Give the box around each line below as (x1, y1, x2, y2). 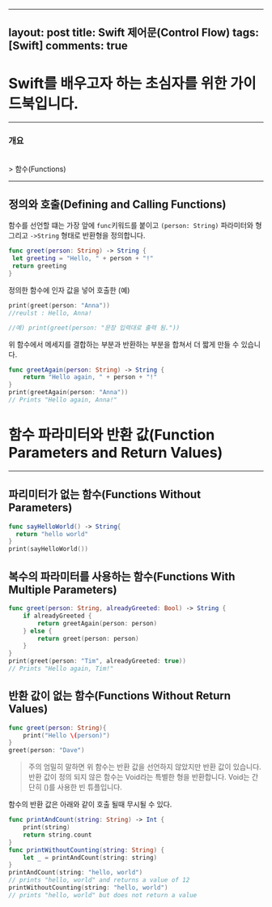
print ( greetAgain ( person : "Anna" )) (8, 389, 129, 397)
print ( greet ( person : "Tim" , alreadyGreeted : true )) (8, 657, 186, 665)
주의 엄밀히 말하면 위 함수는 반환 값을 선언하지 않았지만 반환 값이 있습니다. (28, 762, 261, 772)
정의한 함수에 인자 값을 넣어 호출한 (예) (8, 285, 130, 294)
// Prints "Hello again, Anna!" (8, 396, 117, 404)
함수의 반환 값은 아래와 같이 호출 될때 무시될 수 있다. (8, 800, 172, 810)
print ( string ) (23, 823, 70, 832)
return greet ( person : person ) (37, 634, 139, 643)
